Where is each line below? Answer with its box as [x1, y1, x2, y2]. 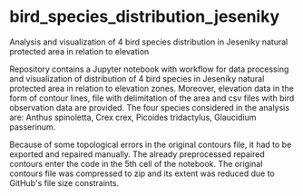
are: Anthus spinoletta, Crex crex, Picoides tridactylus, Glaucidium [9, 112, 257, 122]
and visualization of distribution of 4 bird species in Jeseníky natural [9, 73, 265, 83]
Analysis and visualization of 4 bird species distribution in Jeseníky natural [9, 36, 288, 47]
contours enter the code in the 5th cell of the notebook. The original [9, 158, 263, 169]
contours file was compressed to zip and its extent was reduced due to [9, 168, 275, 179]
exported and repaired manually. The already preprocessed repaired [9, 148, 265, 160]
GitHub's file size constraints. [9, 177, 120, 188]
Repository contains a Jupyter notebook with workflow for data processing [9, 64, 289, 74]
